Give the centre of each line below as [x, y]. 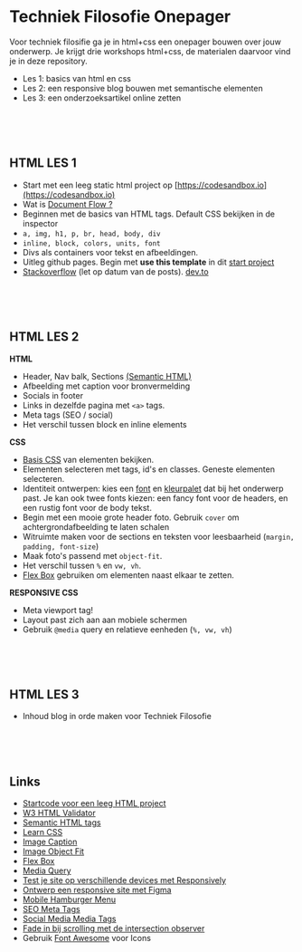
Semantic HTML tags [61, 822]
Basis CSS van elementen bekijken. [88, 459]
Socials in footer [53, 395]
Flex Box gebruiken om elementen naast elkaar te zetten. [128, 575]
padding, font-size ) [61, 546]
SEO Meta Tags [51, 909]
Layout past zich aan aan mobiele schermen [105, 620]
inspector [40, 223]
